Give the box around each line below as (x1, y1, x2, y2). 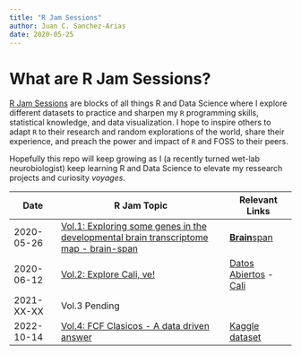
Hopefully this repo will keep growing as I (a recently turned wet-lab (9, 153, 261, 164)
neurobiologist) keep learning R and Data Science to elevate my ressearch (9, 163, 283, 174)
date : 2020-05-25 (9, 30, 74, 39)
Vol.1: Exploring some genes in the (61, 221, 208, 233)
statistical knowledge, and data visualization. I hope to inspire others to (9, 117, 271, 128)
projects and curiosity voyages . (9, 172, 125, 184)
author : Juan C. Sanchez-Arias (9, 22, 126, 30)
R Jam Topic (114, 199, 168, 212)
